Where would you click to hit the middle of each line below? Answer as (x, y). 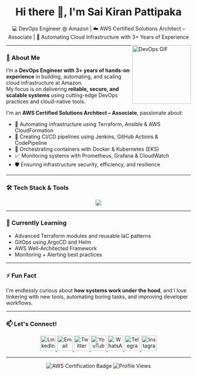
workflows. (20, 303)
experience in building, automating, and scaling (64, 77)
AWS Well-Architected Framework (56, 248)
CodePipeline (31, 143)
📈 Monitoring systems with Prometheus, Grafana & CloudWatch (92, 156)
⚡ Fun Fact (21, 275)
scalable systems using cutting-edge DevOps (62, 96)
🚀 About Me (23, 57)
